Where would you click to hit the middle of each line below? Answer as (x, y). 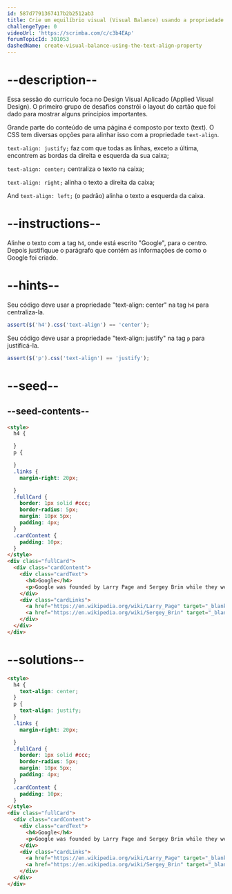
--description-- (52, 80)
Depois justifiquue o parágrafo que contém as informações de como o (107, 250)
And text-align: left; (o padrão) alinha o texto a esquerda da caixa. (106, 195)
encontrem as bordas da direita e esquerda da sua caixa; (88, 155)
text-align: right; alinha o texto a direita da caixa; (81, 182)
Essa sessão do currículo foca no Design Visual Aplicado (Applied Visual (110, 99)
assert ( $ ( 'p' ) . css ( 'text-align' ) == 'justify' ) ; (78, 358)
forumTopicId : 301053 (38, 39)
